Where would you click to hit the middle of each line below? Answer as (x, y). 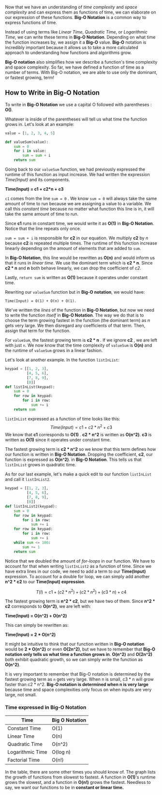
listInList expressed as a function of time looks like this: (63, 419)
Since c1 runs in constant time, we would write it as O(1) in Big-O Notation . (80, 224)
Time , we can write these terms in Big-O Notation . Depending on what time (80, 37)
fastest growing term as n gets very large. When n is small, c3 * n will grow (79, 679)
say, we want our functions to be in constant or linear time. (65, 787)
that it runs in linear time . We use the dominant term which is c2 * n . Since (79, 263)
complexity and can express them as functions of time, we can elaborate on (81, 12)
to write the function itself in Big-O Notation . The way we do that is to (74, 315)
